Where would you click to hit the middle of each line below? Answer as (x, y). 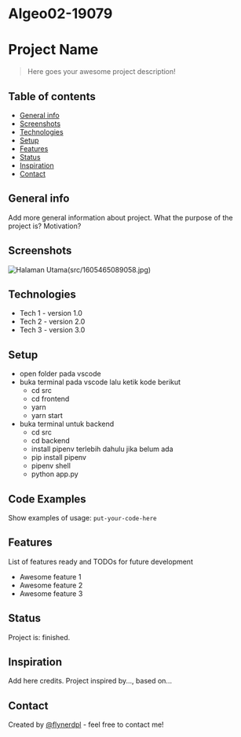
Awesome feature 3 (51, 593)
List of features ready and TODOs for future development (101, 561)
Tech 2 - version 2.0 (52, 322)
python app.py (55, 474)
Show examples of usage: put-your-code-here (82, 518)
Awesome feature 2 (51, 585)
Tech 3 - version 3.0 (52, 330)
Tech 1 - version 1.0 (51, 313)
